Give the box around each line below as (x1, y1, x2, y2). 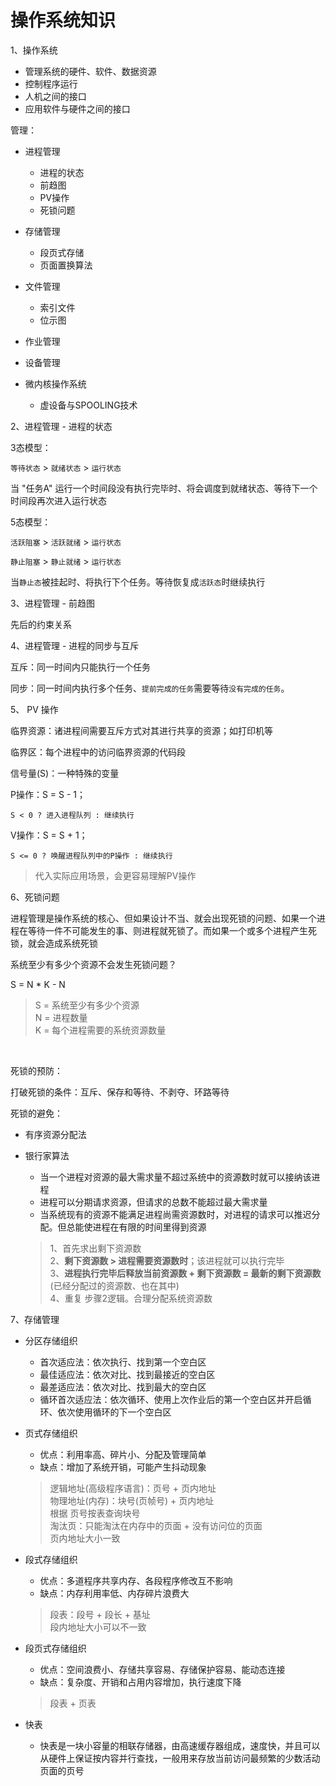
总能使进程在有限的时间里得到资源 (66, 1221, 207, 1233)
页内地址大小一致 (49, 1532, 121, 1544)
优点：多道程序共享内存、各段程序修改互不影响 (39, 1574, 233, 1586)
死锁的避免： (10, 1107, 63, 1119)
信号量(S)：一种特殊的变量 (10, 767, 120, 779)
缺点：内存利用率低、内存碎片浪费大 (39, 1587, 190, 1599)
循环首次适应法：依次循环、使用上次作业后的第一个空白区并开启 (39, 1393, 303, 1405)
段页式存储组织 (24, 1642, 87, 1654)
